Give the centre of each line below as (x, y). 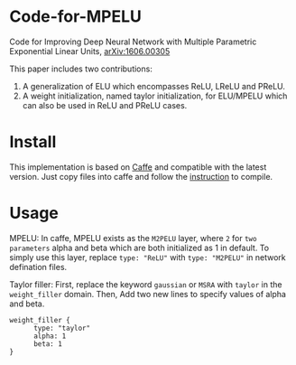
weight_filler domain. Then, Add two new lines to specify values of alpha (148, 294)
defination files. (38, 267)
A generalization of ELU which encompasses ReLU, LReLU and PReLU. (154, 86)
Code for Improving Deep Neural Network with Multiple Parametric (133, 42)
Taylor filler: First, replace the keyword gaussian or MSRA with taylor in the (146, 284)
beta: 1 (48, 344)
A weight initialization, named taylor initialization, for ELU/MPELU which (155, 96)
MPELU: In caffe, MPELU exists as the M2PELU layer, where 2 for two (133, 238)
